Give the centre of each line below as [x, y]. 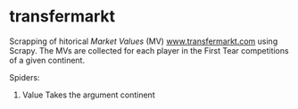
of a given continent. [47, 60]
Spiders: [25, 77]
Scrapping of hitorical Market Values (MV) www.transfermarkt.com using [144, 41]
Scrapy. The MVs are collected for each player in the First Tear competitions [149, 50]
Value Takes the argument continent [88, 95]
